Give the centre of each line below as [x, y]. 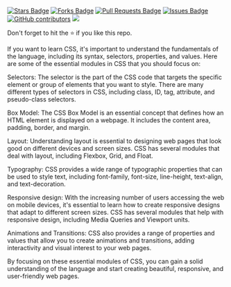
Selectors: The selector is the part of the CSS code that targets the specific [114, 77]
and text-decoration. [36, 184]
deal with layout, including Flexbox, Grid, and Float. [80, 156]
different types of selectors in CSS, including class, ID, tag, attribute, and [111, 92]
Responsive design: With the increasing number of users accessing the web [116, 197]
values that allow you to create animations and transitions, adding [101, 240]
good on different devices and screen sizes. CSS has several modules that [113, 148]
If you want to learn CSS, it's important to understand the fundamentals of [113, 49]
